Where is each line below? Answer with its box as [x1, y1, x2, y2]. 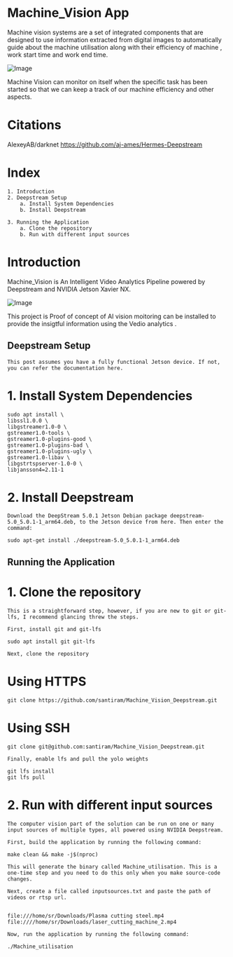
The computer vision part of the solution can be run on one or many [7, 820, 215, 827]
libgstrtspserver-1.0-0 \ [7, 460, 83, 467]
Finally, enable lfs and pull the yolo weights [7, 755, 149, 762]
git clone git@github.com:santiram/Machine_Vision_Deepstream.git [7, 743, 205, 750]
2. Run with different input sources [7, 797, 213, 813]
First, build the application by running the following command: [7, 839, 202, 846]
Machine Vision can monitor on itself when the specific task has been [7, 77, 208, 86]
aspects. [7, 93, 32, 101]
